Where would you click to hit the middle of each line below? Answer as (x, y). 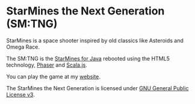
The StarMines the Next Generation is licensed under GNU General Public (97, 88)
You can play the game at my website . (54, 76)
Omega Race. (23, 47)
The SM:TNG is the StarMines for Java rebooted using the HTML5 (88, 58)
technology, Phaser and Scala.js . (47, 65)
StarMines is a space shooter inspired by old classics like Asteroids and (95, 40)
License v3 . (20, 94)
